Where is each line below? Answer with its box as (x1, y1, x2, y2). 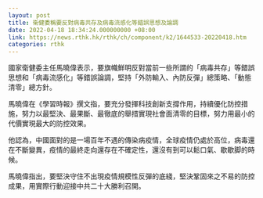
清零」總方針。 (8, 83, 56, 92)
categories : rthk (8, 41, 65, 49)
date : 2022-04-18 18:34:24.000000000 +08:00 (8, 26, 156, 34)
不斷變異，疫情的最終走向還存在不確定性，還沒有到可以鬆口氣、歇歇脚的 (14, 146, 248, 155)
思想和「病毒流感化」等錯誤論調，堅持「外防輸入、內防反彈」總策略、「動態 (8, 73, 252, 82)
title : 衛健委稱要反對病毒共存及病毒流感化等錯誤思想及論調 (8, 19, 178, 27)
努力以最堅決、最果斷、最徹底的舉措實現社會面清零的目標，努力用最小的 (21, 109, 255, 118)
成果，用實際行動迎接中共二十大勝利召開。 (8, 182, 146, 191)
